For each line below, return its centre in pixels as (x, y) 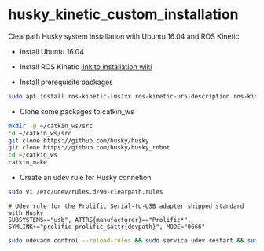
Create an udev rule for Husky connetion (85, 178)
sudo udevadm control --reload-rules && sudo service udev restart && (126, 240)
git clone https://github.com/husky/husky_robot (89, 148)
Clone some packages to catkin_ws (77, 111)
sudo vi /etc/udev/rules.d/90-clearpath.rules (86, 192)
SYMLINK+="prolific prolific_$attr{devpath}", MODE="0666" (107, 227)
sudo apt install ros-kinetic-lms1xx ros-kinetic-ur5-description (119, 96)
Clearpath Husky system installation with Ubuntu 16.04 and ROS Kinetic (124, 36)
